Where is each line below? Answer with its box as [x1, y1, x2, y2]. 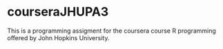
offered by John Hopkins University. [7, 33, 110, 42]
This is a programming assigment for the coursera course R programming [7, 27, 216, 35]
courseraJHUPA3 [7, 4, 109, 20]
